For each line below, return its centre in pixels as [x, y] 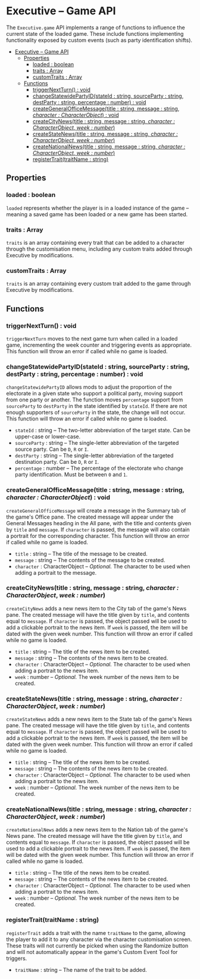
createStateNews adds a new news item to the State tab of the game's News [99, 719]
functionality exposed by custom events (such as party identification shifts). [99, 40]
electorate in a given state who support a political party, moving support [94, 394]
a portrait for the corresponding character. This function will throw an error [98, 536]
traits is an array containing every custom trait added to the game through [99, 283]
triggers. [17, 958]
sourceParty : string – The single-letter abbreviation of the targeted [97, 443]
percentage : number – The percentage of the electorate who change [99, 468]
